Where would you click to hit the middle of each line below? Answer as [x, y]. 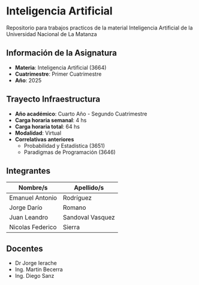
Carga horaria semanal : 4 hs [51, 120]
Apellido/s [89, 188]
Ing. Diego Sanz [34, 276]
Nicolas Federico [33, 227]
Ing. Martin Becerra [39, 269]
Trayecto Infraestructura [53, 100]
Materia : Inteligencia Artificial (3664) [61, 67]
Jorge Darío [26, 207]
